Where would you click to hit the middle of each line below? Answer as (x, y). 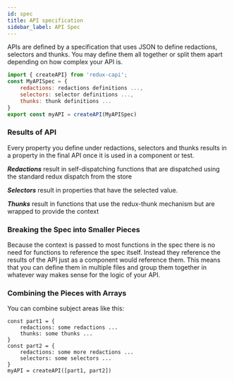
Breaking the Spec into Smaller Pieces (74, 229)
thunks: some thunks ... (56, 334)
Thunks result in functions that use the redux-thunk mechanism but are (111, 204)
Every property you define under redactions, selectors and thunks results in (117, 147)
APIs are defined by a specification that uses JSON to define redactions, (112, 47)
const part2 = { (31, 346)
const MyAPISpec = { (38, 82)
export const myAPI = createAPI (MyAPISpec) (72, 114)
